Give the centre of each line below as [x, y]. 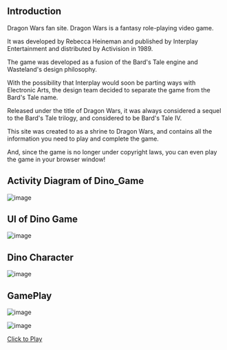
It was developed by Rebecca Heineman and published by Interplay [102, 41]
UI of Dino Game [42, 219]
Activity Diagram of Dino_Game [76, 181]
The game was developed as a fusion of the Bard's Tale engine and [102, 62]
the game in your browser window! [56, 159]
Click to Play [25, 339]
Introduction [34, 11]
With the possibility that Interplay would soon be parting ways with [101, 83]
